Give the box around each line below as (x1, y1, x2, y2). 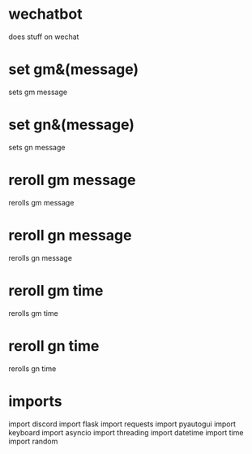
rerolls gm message (8, 197, 75, 207)
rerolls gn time (8, 363, 57, 374)
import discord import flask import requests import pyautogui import (8, 419, 237, 429)
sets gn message (8, 142, 66, 152)
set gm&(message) (8, 60, 139, 79)
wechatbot (8, 5, 83, 24)
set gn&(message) (8, 115, 135, 134)
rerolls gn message (8, 253, 73, 262)
